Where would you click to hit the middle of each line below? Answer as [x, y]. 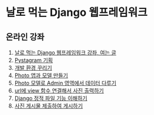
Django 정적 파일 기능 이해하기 [51, 98]
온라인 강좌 [25, 37]
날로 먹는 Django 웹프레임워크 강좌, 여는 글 [65, 53]
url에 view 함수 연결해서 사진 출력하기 [59, 91]
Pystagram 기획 [34, 60]
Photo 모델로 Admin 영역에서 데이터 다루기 [65, 83]
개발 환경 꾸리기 [33, 68]
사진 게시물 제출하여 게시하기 [49, 106]
